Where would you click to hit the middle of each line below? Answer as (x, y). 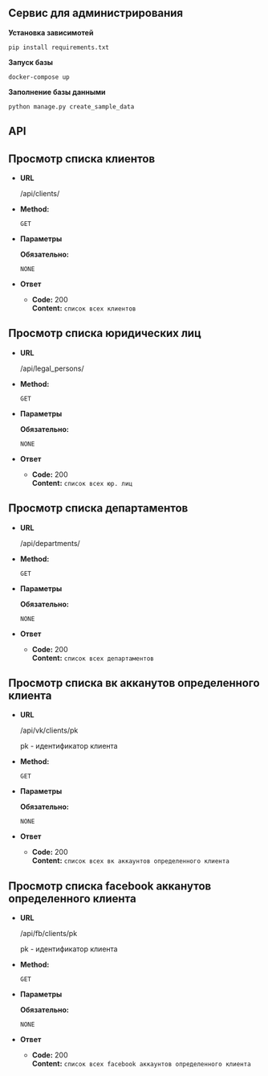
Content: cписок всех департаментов (93, 658)
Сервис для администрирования (95, 13)
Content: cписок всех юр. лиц (82, 483)
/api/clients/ (40, 194)
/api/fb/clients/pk (49, 934)
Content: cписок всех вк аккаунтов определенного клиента (131, 860)
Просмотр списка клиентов (81, 159)
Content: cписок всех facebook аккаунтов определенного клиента (141, 1064)
